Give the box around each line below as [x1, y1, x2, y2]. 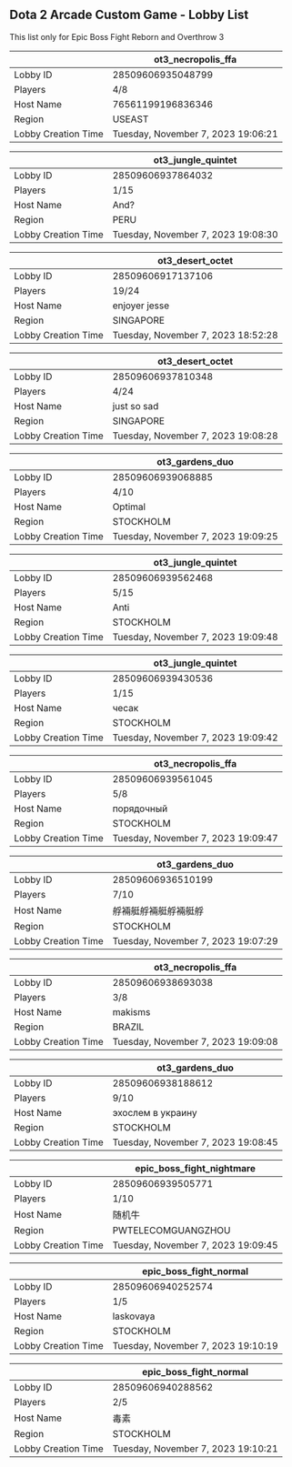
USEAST [112, 113, 149, 126]
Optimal [112, 500, 146, 513]
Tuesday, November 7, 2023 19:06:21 [112, 127, 279, 140]
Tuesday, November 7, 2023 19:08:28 [112, 429, 279, 442]
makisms [112, 1005, 151, 1018]
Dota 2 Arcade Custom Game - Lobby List [9, 7, 249, 23]
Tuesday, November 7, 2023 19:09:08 [112, 1035, 279, 1048]
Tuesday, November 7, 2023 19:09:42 [112, 731, 279, 744]
